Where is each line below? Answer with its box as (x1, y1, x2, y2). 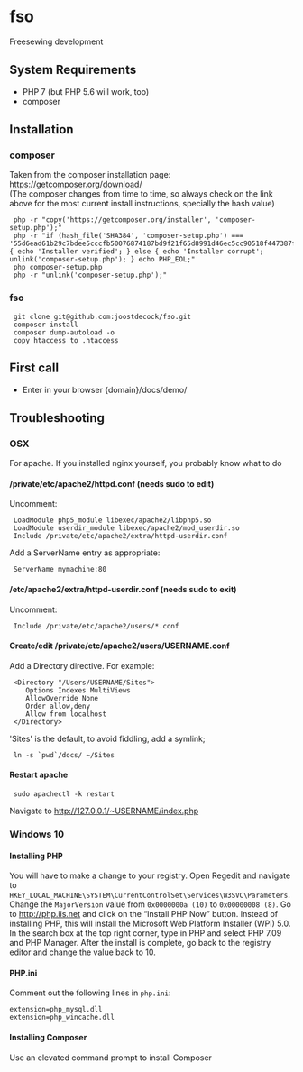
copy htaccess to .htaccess (13, 335, 119, 344)
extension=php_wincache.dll (9, 1012, 115, 1022)
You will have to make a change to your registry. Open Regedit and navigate (9, 870, 291, 881)
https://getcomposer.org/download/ (9, 179, 142, 190)
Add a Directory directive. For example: (9, 660, 155, 671)
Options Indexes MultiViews (25, 685, 131, 695)
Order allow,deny (25, 701, 91, 710)
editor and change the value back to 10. (9, 947, 156, 957)
